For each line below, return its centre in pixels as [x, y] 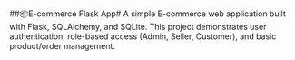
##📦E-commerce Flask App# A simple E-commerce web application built [147, 14]
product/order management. [63, 46]
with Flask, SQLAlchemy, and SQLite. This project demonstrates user [138, 27]
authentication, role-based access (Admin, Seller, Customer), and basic [143, 36]
